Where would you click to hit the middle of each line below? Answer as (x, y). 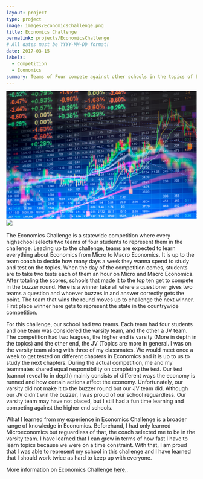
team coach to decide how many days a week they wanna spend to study (98, 261)
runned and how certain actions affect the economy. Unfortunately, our (95, 382)
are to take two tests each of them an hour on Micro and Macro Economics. (100, 274)
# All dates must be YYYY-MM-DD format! (58, 45)
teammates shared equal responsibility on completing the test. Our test (95, 369)
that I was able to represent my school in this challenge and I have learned (99, 452)
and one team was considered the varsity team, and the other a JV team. (97, 331)
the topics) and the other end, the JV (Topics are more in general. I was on (99, 344)
